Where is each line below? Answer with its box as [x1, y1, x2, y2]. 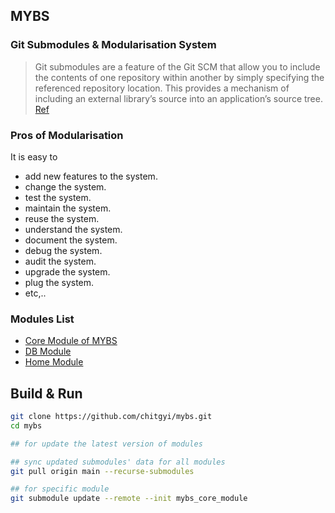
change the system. [24, 180, 107, 193]
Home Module [24, 356, 84, 368]
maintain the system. [24, 202, 112, 214]
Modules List [10, 312, 75, 326]
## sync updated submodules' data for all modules [10, 457, 226, 467]
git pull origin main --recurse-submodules [10, 466, 195, 476]
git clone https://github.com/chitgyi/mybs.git [10, 412, 213, 422]
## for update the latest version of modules [10, 439, 203, 449]
